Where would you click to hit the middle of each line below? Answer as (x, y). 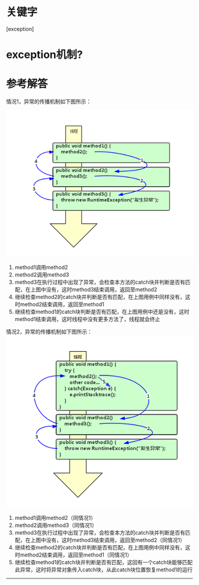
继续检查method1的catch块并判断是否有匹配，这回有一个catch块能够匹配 (104, 562)
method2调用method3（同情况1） (56, 525)
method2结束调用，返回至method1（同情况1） (76, 555)
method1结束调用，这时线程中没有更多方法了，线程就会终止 (87, 319)
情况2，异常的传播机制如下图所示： (49, 332)
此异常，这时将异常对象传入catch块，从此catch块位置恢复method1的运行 (104, 570)
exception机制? (44, 55)
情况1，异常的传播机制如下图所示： (49, 102)
